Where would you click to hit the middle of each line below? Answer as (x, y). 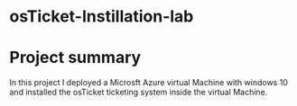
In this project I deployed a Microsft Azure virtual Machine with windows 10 (149, 83)
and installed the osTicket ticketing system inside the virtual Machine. (139, 93)
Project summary (75, 58)
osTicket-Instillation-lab (102, 17)
